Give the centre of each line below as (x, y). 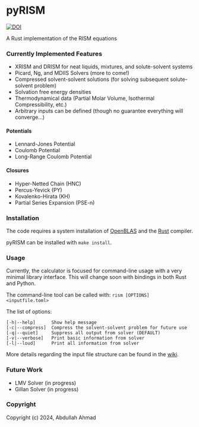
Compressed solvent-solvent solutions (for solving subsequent (92, 79)
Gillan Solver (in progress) (47, 389)
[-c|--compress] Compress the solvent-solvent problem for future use (97, 328)
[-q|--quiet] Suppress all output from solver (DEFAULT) (83, 333)
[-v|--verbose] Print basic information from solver (75, 338)
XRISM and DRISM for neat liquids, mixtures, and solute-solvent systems (104, 67)
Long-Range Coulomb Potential (53, 157)
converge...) (30, 117)
